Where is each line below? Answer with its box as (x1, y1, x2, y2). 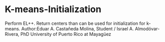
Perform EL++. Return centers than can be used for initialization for (5, 20, 146, 26)
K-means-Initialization (5, 4, 101, 15)
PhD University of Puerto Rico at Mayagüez (20, 31, 112, 37)
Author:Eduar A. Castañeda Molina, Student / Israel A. (21, 25, 134, 31)
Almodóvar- (134, 25, 160, 31)
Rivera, (5, 31, 20, 37)
